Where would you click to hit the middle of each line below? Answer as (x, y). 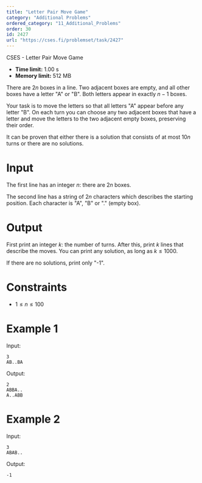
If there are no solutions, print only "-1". (56, 263)
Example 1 (32, 328)
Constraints (37, 287)
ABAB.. (15, 453)
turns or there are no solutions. (45, 143)
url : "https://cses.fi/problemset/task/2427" (65, 40)
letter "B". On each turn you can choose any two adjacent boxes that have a (101, 112)
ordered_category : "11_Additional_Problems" (64, 23)
